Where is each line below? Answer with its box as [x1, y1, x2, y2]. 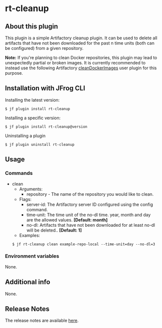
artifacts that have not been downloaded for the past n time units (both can [5, 40, 155, 46]
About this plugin [5, 22, 58, 31]
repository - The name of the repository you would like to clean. [26, 191, 154, 197]
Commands [5, 170, 33, 177]
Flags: [19, 196, 32, 202]
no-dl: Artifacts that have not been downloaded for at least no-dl [26, 222, 156, 228]
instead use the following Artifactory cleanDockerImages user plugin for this [5, 65, 157, 71]
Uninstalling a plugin [5, 133, 46, 139]
